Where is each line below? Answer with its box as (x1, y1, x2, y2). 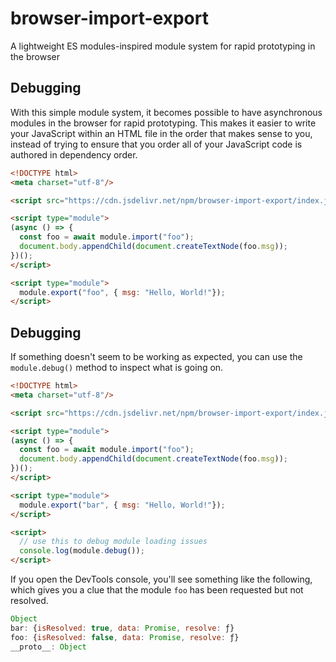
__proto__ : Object (10, 642, 87, 652)
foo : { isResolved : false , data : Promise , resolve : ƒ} (10, 632, 240, 642)
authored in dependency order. (10, 148, 138, 161)
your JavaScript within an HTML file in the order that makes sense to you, (10, 127, 313, 139)
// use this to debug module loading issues (19, 537, 208, 547)
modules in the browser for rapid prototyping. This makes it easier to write (10, 117, 317, 129)
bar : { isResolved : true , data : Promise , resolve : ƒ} (10, 623, 235, 633)
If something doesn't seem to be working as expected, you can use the (10, 351, 303, 363)
